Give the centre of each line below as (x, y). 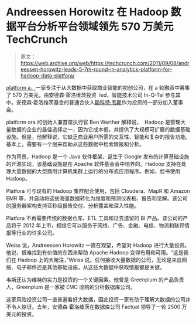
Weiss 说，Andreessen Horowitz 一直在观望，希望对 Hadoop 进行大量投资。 (98, 245)
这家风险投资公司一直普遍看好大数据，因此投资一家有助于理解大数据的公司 (96, 299)
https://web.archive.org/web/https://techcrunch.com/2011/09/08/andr (105, 63)
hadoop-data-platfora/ (47, 75)
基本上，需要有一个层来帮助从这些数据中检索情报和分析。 (75, 144)
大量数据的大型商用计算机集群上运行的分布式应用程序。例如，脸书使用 (95, 171)
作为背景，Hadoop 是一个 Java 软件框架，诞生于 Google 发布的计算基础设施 (98, 157)
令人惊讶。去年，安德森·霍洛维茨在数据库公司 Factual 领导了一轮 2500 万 (99, 307)
